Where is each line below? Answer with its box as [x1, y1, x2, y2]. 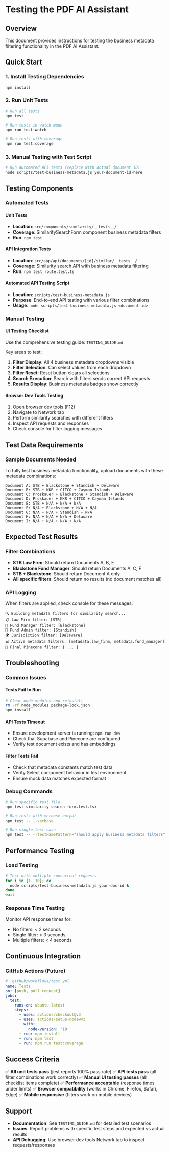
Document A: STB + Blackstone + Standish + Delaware [5, 483, 120, 488]
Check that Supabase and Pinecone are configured [12, 736, 121, 742]
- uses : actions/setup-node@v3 [18, 1017, 86, 1022]
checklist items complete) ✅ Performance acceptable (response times [5, 1080, 155, 1086]
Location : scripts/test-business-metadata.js [12, 291, 110, 298]
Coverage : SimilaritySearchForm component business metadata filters [12, 229, 161, 235]
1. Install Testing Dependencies [5, 73, 84, 80]
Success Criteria [5, 1055, 60, 1063]
